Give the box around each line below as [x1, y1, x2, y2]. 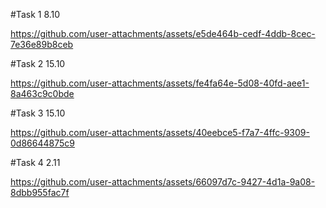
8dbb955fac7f [10, 187, 70, 198]
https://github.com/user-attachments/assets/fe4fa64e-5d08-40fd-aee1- [10, 77, 310, 89]
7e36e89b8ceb [10, 39, 74, 50]
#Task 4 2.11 [10, 157, 61, 168]
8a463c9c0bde [10, 88, 75, 99]
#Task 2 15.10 [10, 58, 66, 69]
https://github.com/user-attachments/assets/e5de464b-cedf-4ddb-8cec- [10, 28, 316, 39]
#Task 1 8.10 [10, 9, 61, 20]
